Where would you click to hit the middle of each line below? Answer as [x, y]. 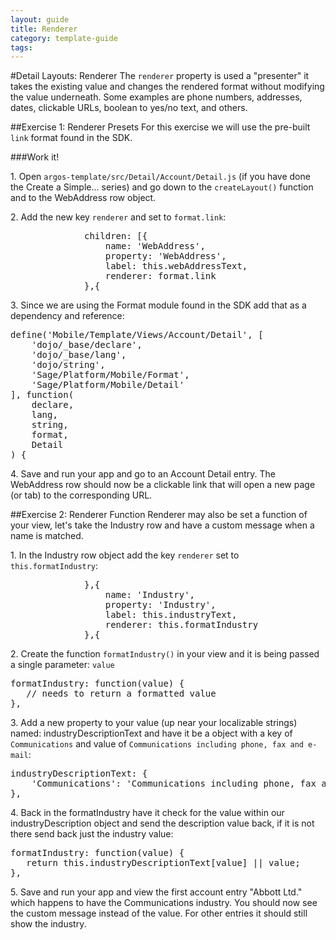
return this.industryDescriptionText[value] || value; [163, 863]
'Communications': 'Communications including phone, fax [174, 784]
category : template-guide [64, 38]
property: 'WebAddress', [165, 256]
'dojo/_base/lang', [79, 355]
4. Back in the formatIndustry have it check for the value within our [147, 813]
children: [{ [116, 236]
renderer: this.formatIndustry [181, 625]
